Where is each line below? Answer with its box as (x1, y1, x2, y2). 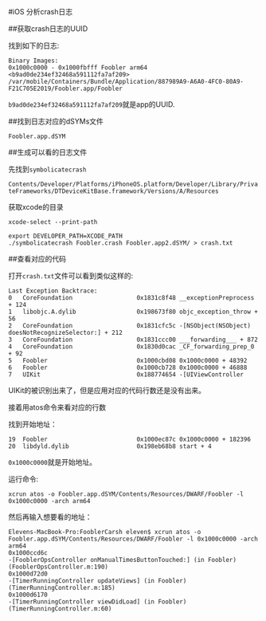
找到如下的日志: (8, 41, 60, 50)
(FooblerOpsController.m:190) (8, 563, 109, 571)
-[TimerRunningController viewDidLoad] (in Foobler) (8, 598, 187, 606)
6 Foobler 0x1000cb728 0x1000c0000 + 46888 (8, 364, 248, 371)
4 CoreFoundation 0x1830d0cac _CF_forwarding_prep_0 (8, 343, 255, 351)
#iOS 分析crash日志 (8, 7, 73, 16)
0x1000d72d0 (8, 570, 48, 578)
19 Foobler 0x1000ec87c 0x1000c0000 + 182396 (8, 435, 251, 443)
